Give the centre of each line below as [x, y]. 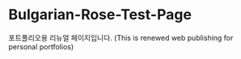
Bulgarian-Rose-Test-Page [100, 15]
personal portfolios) [41, 46]
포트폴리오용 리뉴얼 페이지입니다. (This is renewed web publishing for [121, 37]
